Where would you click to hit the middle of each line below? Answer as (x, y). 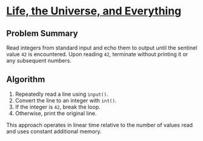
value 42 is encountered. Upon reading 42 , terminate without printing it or (97, 54)
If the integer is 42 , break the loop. (58, 107)
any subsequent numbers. (39, 61)
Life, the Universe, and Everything (94, 11)
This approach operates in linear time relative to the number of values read (99, 125)
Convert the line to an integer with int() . (66, 100)
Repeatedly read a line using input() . (62, 94)
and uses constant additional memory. (54, 131)
